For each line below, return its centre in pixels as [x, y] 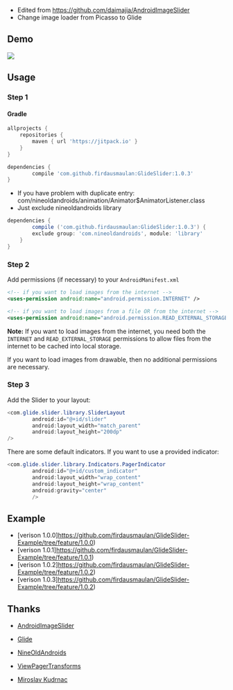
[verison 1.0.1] [37, 550]
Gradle [17, 113]
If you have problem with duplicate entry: [76, 193]
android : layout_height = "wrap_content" [88, 484]
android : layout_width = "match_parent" [86, 426]
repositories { [42, 135]
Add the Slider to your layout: [49, 400]
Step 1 [18, 97]
